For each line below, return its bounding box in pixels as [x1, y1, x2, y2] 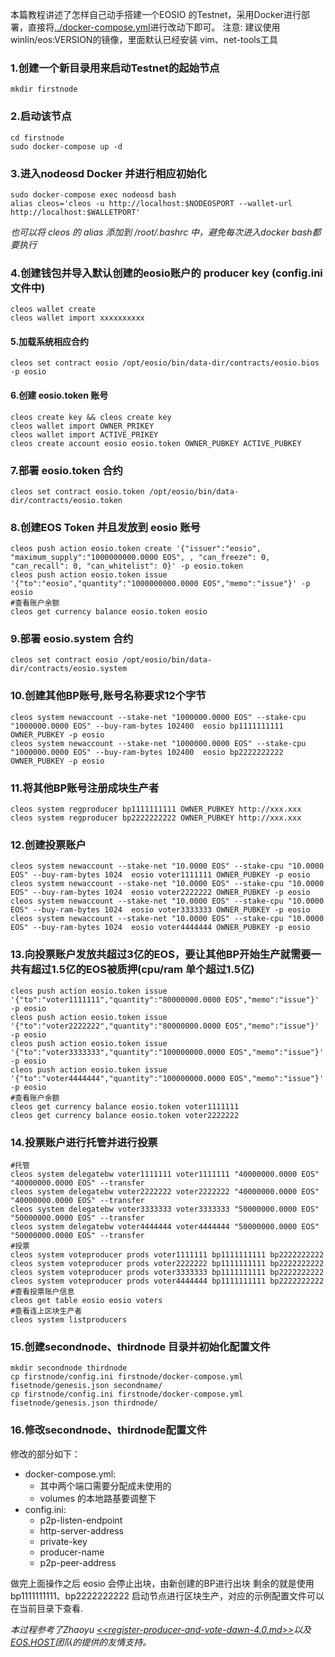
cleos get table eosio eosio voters [10, 1295, 163, 1305]
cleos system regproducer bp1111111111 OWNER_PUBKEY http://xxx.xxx [10, 804, 302, 815]
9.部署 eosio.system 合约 [10, 632, 134, 646]
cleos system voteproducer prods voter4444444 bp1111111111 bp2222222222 [10, 1276, 325, 1286]
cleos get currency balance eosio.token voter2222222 [10, 1110, 240, 1120]
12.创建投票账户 [10, 838, 87, 852]
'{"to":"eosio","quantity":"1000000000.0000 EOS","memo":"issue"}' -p [10, 579, 311, 589]
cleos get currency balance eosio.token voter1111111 [10, 1101, 240, 1112]
